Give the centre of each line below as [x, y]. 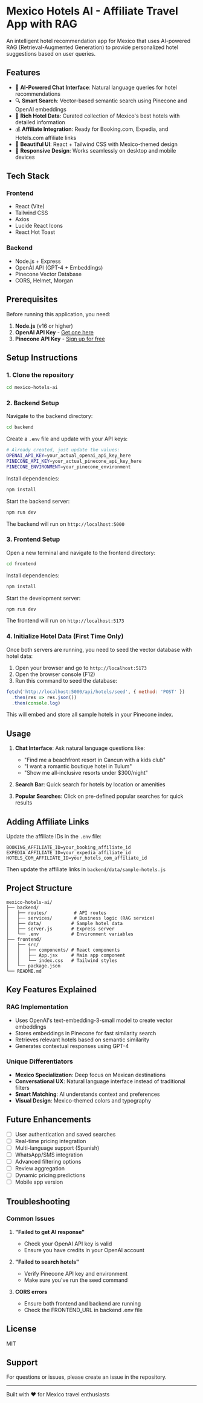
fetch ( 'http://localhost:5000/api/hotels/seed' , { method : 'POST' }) [96, 692]
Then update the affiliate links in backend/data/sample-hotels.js [86, 869]
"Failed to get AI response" [50, 1232]
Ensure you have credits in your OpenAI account [84, 1250]
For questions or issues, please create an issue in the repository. [87, 1377]
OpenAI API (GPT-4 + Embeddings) [59, 267]
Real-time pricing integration [50, 1141]
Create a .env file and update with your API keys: [67, 439]
